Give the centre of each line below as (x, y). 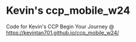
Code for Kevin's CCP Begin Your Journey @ (60, 26)
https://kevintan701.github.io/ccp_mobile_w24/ (62, 32)
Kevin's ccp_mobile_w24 (68, 11)
